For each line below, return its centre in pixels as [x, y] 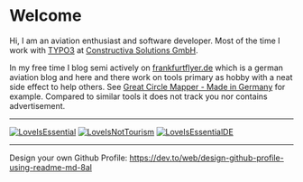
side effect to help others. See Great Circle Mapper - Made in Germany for [147, 86]
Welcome [46, 16]
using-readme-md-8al [51, 167]
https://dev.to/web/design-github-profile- [207, 158]
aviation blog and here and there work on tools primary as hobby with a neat [151, 77]
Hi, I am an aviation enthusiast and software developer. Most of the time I [145, 41]
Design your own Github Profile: [69, 158]
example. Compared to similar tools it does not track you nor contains [138, 96]
